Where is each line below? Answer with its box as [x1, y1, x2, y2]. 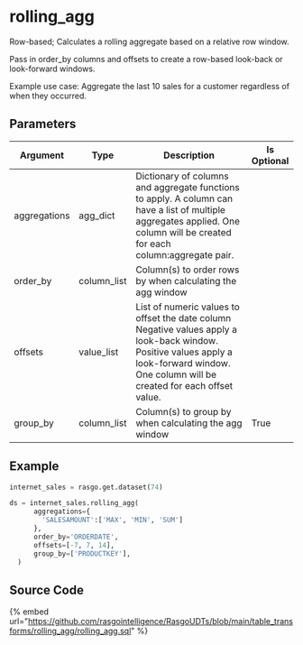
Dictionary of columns [134, 170, 229, 182]
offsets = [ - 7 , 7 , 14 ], [32, 540, 115, 549]
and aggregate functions [134, 180, 241, 193]
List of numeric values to [134, 300, 241, 313]
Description [163, 149, 215, 161]
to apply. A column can [134, 192, 233, 205]
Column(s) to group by [134, 405, 232, 418]
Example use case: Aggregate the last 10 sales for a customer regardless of [9, 80, 290, 91]
